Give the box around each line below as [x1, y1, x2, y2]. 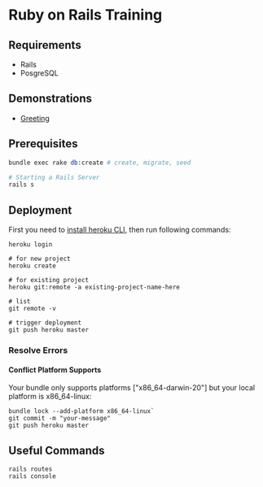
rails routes [8, 465, 53, 473]
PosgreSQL [20, 68, 59, 78]
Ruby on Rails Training [8, 6, 163, 24]
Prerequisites [8, 137, 78, 151]
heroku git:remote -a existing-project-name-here [8, 283, 181, 292]
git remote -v [8, 305, 57, 313]
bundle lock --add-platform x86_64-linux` [8, 407, 155, 415]
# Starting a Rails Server [8, 173, 100, 181]
